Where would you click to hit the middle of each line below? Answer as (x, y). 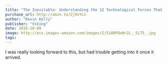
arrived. (13, 57)
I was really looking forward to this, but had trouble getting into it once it (79, 52)
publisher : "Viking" (27, 24)
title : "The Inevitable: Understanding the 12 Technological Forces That (84, 10)
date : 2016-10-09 (23, 28)
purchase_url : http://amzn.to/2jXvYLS (46, 14)
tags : (11, 38)
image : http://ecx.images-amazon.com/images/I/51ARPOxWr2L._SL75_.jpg (80, 33)
